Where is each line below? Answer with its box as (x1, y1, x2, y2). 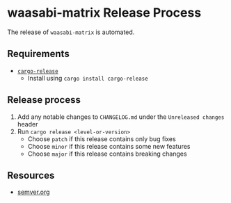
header (17, 120, 38, 128)
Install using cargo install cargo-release (27, 74, 148, 82)
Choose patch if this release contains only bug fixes (27, 134, 176, 143)
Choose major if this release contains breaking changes (27, 149, 187, 158)
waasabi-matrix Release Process (7, 5, 202, 21)
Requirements (7, 48, 70, 60)
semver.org (17, 188, 50, 196)
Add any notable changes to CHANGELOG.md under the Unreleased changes (17, 113, 225, 121)
